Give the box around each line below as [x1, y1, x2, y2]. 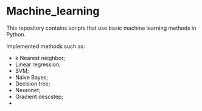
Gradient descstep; [15, 93, 64, 100]
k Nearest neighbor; [15, 54, 66, 61]
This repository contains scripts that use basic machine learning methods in [6, 24, 197, 32]
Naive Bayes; [15, 73, 49, 81]
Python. [6, 30, 26, 38]
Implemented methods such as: [6, 42, 85, 50]
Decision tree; [15, 80, 50, 87]
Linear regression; [15, 61, 61, 68]
